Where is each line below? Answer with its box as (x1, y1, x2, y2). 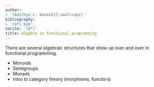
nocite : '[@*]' (5, 26, 38, 31)
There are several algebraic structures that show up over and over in (5, 45, 149, 51)
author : (5, 7, 22, 13)
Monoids (12, 60, 32, 66)
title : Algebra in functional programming (5, 31, 97, 36)
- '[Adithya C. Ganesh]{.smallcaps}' (5, 12, 86, 17)
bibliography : (5, 17, 36, 22)
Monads (12, 71, 30, 76)
